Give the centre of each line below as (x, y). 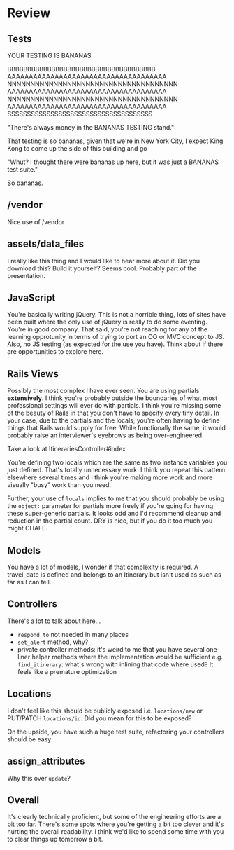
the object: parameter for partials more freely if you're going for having (110, 506)
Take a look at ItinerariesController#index (66, 449)
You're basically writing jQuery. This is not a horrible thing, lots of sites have (117, 315)
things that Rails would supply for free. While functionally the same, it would (116, 428)
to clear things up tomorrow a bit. (55, 839)
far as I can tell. (29, 582)
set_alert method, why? (53, 642)
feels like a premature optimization (67, 671)
